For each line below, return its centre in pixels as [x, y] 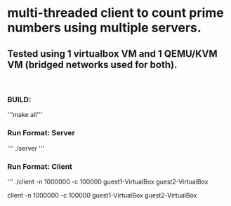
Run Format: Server [41, 133]
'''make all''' [25, 115]
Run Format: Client [40, 166]
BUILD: [19, 99]
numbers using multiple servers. [104, 28]
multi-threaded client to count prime [116, 13]
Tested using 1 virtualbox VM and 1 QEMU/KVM [112, 54]
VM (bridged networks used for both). [92, 64]
